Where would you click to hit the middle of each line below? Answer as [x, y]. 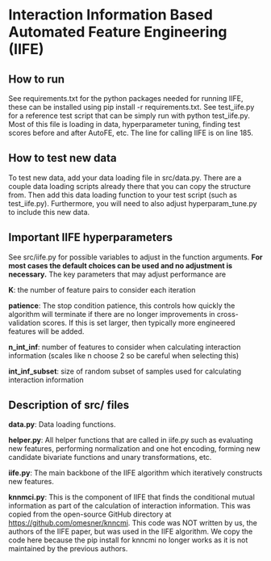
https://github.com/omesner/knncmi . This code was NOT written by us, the [133, 523]
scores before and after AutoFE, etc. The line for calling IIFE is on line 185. [131, 133]
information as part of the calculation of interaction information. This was [130, 506]
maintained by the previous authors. [68, 549]
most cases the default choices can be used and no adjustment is [120, 265]
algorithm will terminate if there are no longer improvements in [112, 314]
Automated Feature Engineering [118, 32]
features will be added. [46, 331]
